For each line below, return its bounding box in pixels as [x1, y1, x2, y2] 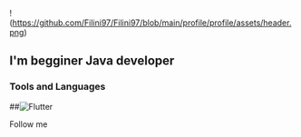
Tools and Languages [9, 81, 106, 93]
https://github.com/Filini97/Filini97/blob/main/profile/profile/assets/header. [12, 17, 292, 28]
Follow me [9, 118, 48, 130]
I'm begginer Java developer [9, 54, 175, 69]
